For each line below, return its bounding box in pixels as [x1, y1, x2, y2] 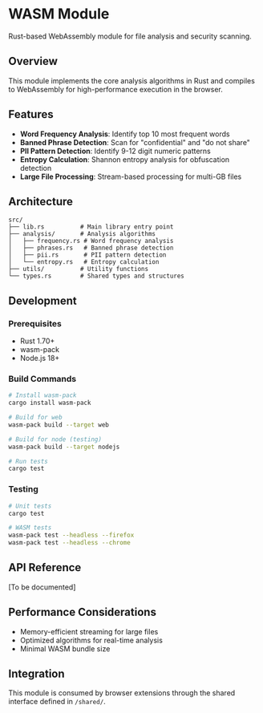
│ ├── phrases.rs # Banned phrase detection [8, 244, 174, 253]
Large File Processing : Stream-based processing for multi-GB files [19, 172, 242, 181]
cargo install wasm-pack [8, 399, 91, 407]
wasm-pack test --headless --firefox [8, 531, 135, 540]
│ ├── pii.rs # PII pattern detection [8, 251, 167, 259]
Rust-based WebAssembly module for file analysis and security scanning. [8, 31, 253, 41]
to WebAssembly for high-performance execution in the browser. [8, 84, 223, 94]
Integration [8, 667, 66, 681]
